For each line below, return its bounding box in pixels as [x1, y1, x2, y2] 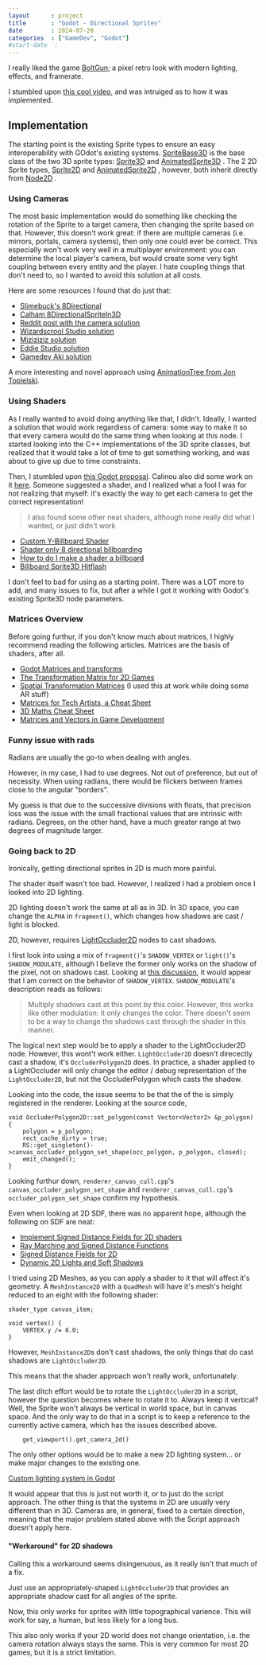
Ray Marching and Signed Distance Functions [19, 1241, 169, 1251]
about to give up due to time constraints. [8, 456, 141, 465]
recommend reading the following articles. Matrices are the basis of [8, 640, 230, 649]
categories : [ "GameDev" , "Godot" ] [8, 33, 129, 42]
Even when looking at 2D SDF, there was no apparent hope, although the [8, 1208, 246, 1218]
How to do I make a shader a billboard [19, 553, 145, 562]
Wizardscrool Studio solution [19, 327, 114, 337]
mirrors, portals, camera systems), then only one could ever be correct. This [8, 236, 258, 247]
